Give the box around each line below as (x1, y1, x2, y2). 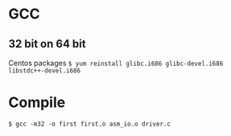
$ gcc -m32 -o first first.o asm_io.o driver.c (8, 120, 171, 128)
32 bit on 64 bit (8, 37, 86, 51)
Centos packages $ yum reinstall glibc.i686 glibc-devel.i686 (8, 58, 224, 68)
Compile (8, 93, 66, 112)
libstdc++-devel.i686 (8, 67, 81, 75)
